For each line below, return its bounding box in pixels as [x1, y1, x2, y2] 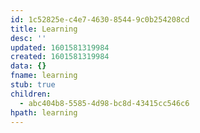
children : [10, 89, 52, 99]
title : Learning [10, 24, 78, 34]
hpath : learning [10, 107, 78, 118]
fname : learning [10, 71, 78, 81]
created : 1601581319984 [10, 52, 110, 62]
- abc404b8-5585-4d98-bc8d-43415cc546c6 [19, 98, 190, 108]
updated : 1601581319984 [10, 42, 110, 53]
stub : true [10, 80, 56, 90]
